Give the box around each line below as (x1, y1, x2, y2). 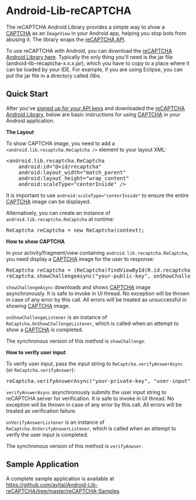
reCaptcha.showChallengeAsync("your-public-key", (6, 272, 151, 279)
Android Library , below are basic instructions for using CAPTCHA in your (6, 111, 181, 118)
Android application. (6, 117, 55, 124)
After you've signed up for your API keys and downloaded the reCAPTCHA (6, 104, 185, 112)
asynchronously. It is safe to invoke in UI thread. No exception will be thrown (6, 290, 190, 297)
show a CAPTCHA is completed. (6, 326, 83, 333)
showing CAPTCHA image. (6, 302, 71, 309)
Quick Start (6, 89, 48, 99)
